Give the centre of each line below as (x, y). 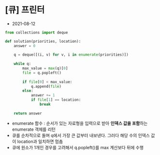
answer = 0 (25, 46)
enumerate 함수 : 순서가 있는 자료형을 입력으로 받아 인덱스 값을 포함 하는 (80, 123)
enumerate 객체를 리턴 (34, 129)
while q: (22, 64)
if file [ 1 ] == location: (56, 100)
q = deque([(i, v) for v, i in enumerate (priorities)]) (71, 55)
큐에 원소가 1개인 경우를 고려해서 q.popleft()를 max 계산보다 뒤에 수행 (78, 147)
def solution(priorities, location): (43, 41)
